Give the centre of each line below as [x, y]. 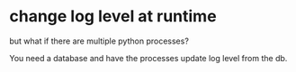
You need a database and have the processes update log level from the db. [148, 58]
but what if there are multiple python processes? [99, 41]
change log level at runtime [113, 16]
